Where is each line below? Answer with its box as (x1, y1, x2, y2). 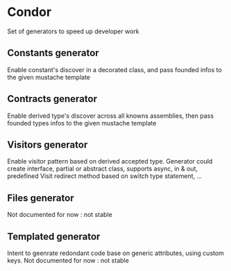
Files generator (7, 192, 74, 204)
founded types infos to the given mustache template (7, 119, 157, 127)
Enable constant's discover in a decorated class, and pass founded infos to (7, 65, 222, 73)
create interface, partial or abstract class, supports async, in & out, (7, 164, 198, 173)
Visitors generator (7, 139, 88, 150)
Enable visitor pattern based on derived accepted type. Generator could (7, 157, 213, 166)
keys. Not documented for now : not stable (7, 256, 130, 264)
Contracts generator (7, 93, 97, 105)
